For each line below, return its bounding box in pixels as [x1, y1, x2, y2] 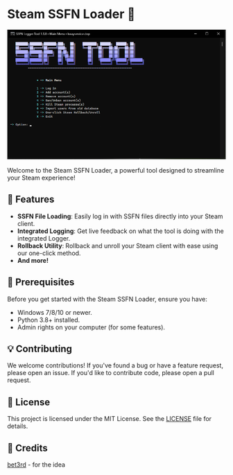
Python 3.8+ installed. [17, 316, 80, 324]
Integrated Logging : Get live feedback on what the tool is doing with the [17, 227, 224, 235]
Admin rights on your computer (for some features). [17, 322, 165, 331]
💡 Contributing [7, 343, 73, 354]
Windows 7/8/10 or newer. [17, 308, 92, 316]
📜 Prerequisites [7, 277, 75, 288]
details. [7, 422, 28, 431]
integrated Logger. [17, 234, 71, 242]
